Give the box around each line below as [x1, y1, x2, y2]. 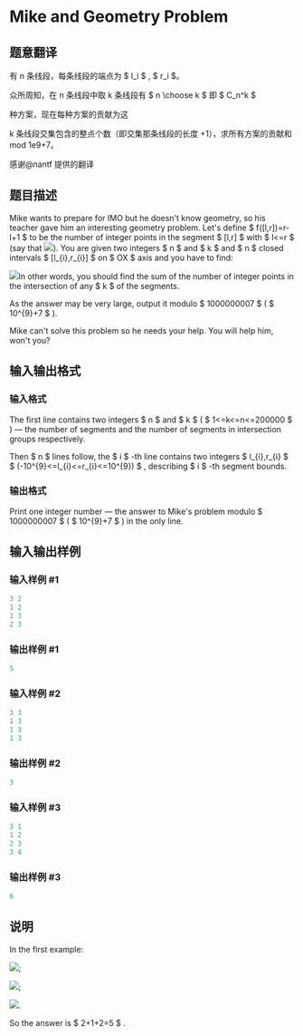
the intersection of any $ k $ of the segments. [9, 280, 180, 291]
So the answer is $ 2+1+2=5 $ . [9, 1017, 127, 1028]
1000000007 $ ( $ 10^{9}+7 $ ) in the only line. [9, 515, 184, 527]
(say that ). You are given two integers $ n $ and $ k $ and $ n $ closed [9, 242, 284, 253]
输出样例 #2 [9, 757, 62, 770]
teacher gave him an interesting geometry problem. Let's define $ [9, 222, 255, 233]
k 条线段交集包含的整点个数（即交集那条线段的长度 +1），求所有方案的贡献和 [9, 129, 292, 139]
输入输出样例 [9, 544, 81, 559]
